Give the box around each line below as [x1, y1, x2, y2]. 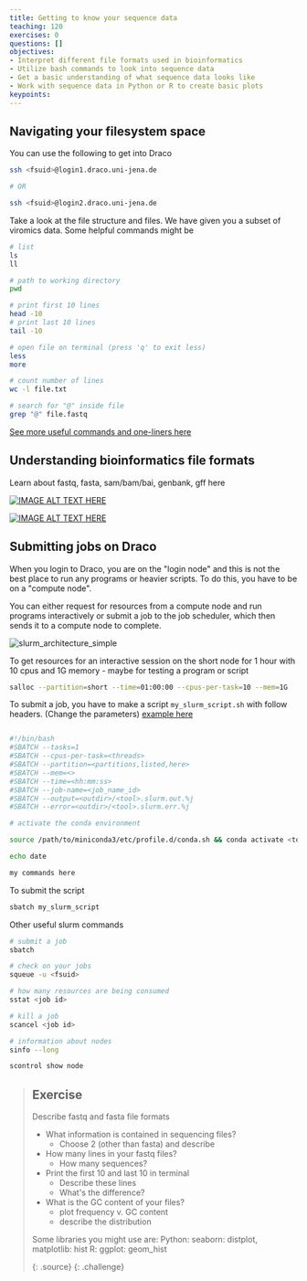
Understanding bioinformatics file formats [9, 453, 256, 469]
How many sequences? [58, 1158, 148, 1170]
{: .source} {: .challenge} [31, 1262, 125, 1273]
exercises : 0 [9, 30, 59, 39]
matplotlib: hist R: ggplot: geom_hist [31, 1244, 167, 1255]
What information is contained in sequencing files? [45, 1129, 237, 1140]
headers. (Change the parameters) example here [9, 709, 194, 720]
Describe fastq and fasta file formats [31, 1111, 171, 1122]
